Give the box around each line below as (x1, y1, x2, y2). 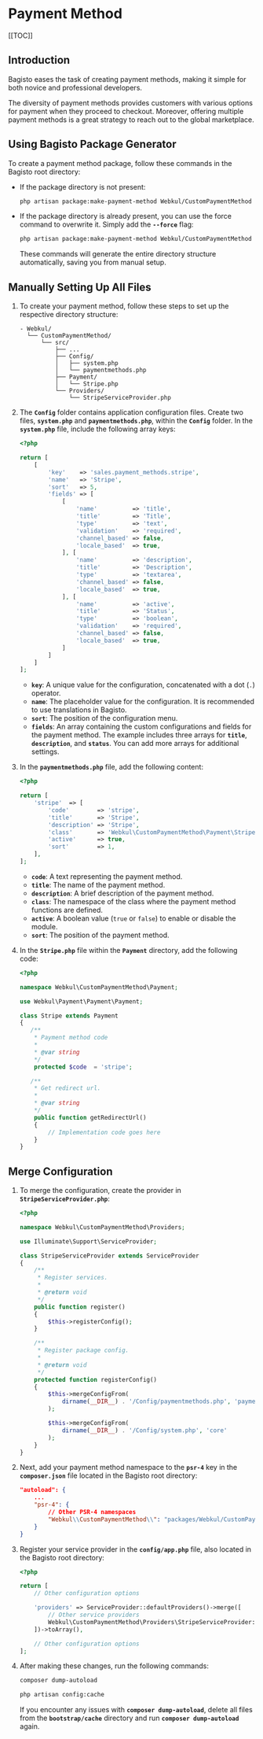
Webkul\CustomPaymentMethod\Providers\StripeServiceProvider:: (48, 1618, 259, 1626)
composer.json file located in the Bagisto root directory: (19, 1471, 198, 1480)
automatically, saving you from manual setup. (19, 257, 166, 268)
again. (19, 1722, 40, 1731)
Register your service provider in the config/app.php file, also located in (19, 1544, 252, 1554)
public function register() (34, 1303, 126, 1311)
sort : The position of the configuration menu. (31, 714, 178, 723)
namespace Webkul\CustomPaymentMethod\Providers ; (19, 1223, 186, 1231)
